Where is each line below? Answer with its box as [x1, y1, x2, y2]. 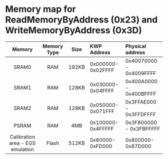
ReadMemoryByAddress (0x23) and [5, 14, 158, 25]
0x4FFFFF [89, 125, 114, 132]
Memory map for [5, 3, 76, 15]
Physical [125, 42, 146, 49]
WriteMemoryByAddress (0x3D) [5, 25, 142, 36]
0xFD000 [89, 143, 112, 150]
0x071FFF [89, 108, 115, 115]
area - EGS [9, 140, 36, 147]
